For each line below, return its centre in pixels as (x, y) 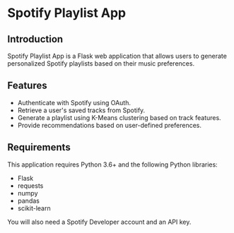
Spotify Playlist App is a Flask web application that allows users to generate (117, 56)
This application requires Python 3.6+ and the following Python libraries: (112, 165)
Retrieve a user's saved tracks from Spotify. (81, 110)
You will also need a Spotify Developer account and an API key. (99, 222)
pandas (29, 201)
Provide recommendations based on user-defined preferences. (110, 125)
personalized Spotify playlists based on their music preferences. (101, 64)
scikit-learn (34, 208)
